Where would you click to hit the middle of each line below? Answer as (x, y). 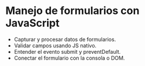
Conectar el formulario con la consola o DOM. (69, 58)
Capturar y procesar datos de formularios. (65, 39)
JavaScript (33, 23)
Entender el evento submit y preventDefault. (67, 51)
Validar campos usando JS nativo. (55, 46)
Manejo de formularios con (72, 11)
